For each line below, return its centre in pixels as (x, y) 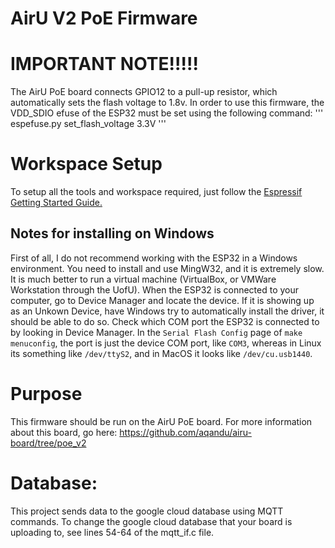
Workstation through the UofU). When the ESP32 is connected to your (155, 289)
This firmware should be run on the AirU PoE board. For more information (161, 421)
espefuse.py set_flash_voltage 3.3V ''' (88, 124)
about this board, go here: (64, 432)
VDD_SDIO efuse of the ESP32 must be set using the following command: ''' (167, 113)
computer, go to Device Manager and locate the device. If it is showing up (162, 300)
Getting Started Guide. (56, 203)
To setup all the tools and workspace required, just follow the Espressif (156, 192)
